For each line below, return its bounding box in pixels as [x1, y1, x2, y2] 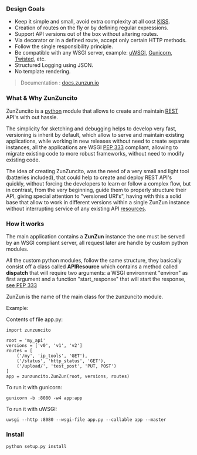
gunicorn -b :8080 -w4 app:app [6, 395, 83, 401]
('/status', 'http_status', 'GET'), [16, 358, 107, 364]
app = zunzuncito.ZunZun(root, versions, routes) [6, 373, 130, 379]
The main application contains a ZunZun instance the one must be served [6, 232, 185, 240]
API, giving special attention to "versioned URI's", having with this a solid [6, 193, 182, 200]
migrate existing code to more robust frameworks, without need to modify [6, 150, 185, 157]
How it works [6, 220, 45, 228]
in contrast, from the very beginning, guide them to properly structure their [6, 186, 186, 193]
